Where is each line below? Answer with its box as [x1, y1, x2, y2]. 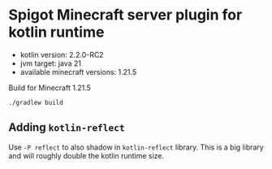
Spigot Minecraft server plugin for [8, 6, 243, 24]
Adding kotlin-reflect [8, 120, 126, 135]
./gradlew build [8, 98, 63, 106]
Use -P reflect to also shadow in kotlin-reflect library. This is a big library [8, 142, 264, 152]
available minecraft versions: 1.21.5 [19, 67, 137, 76]
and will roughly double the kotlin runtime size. [8, 150, 165, 160]
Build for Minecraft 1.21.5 [8, 83, 92, 93]
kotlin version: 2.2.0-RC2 [19, 50, 104, 59]
